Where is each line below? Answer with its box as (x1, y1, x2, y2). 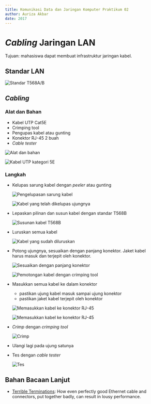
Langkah (5, 171, 26, 178)
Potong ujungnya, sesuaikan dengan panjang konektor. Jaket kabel (12, 248, 146, 254)
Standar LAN (5, 67, 45, 75)
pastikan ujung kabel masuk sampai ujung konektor (19, 291, 122, 296)
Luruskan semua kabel (12, 229, 58, 235)
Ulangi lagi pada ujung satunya (12, 343, 74, 349)
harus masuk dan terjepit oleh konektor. (12, 253, 91, 259)
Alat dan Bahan (5, 109, 42, 115)
